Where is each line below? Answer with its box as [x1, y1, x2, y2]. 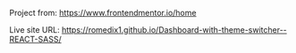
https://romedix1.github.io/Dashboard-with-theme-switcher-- [61, 25, 288, 34]
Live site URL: [9, 25, 60, 34]
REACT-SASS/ [9, 34, 62, 44]
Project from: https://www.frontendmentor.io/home [9, 8, 197, 18]
